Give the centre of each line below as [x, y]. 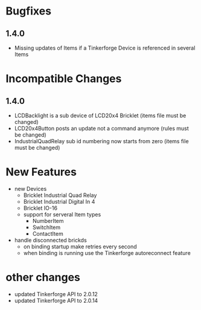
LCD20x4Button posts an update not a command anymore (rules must [101, 128]
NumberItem [48, 221]
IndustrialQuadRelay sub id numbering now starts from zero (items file [101, 141]
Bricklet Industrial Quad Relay [60, 195]
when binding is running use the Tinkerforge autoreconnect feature [107, 253]
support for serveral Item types [62, 214]
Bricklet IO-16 [40, 208]
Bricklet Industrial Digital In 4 [59, 201]
